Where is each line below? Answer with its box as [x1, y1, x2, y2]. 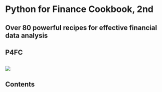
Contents [5, 80, 35, 88]
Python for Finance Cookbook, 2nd [5, 3, 154, 15]
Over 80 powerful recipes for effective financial [5, 23, 157, 32]
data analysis [5, 31, 48, 39]
